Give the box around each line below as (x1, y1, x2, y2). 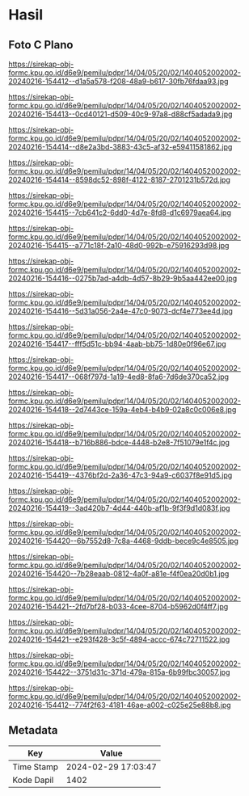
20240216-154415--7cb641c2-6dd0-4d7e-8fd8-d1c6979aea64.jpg (8, 208, 232, 217)
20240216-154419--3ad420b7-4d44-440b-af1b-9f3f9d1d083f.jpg (8, 503, 230, 512)
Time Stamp (12, 761, 59, 773)
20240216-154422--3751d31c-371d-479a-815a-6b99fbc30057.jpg (8, 668, 230, 676)
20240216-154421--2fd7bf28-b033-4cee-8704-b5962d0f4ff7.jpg (8, 602, 229, 611)
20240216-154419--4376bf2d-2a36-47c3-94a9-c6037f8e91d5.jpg (8, 470, 233, 480)
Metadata (8, 723, 58, 737)
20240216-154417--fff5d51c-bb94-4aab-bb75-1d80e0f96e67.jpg (8, 339, 226, 348)
